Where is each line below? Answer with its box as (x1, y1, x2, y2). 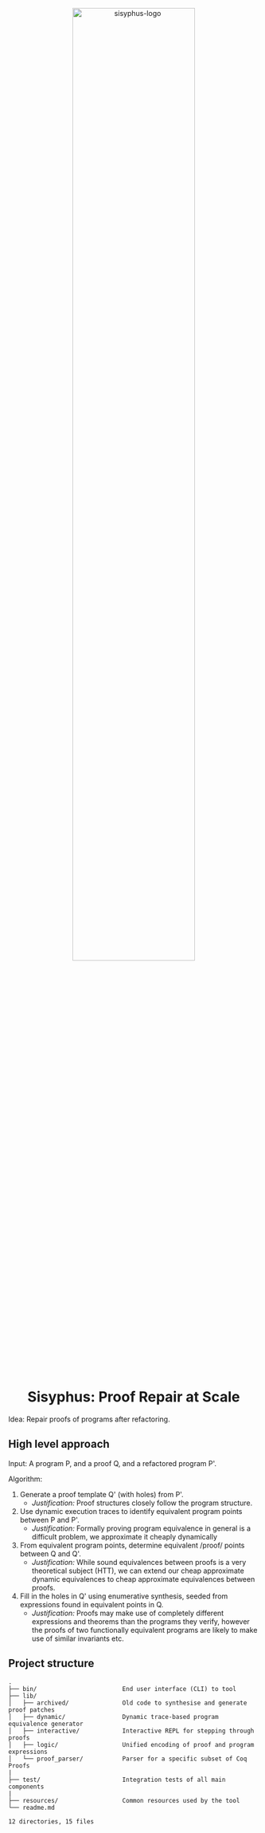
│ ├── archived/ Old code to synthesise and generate (8, 1699, 247, 1707)
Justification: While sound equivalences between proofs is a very (31, 1557, 247, 1567)
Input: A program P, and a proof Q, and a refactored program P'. (8, 1458, 217, 1468)
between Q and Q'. (19, 1548, 82, 1559)
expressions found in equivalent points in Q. (19, 1599, 164, 1609)
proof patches (8, 1705, 56, 1714)
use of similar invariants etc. (31, 1634, 125, 1643)
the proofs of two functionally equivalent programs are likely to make (31, 1625, 258, 1634)
